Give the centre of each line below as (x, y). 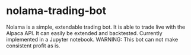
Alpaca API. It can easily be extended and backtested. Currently (84, 33)
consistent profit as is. (33, 46)
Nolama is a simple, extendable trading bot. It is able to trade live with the (96, 27)
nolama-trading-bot (56, 11)
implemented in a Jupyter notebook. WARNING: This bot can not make (92, 39)
